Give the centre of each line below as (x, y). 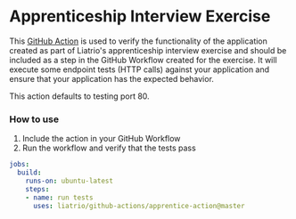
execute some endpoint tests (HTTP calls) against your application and (140, 69)
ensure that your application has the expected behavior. (111, 78)
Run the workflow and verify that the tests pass (109, 148)
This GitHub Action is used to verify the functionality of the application (138, 41)
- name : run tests (59, 198)
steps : (37, 189)
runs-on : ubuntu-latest (70, 181)
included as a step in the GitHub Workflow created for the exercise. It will (144, 60)
